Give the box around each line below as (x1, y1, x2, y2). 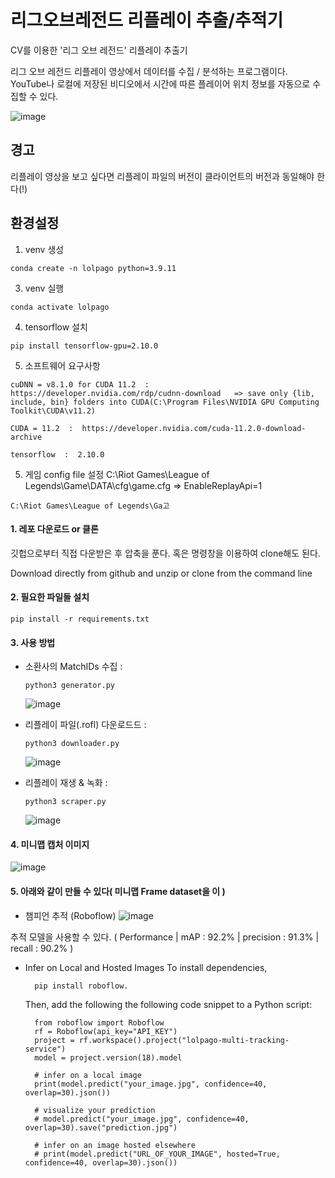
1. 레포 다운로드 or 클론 (10, 523, 99, 535)
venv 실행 (24, 282, 65, 294)
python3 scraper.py (24, 797, 107, 807)
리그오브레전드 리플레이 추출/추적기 (10, 9, 284, 32)
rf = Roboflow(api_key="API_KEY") (34, 1026, 178, 1036)
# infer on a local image (34, 1070, 142, 1080)
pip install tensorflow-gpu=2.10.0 (10, 341, 159, 351)
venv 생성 (24, 243, 65, 255)
